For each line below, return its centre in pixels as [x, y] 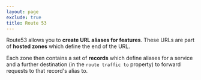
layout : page [22, 12]
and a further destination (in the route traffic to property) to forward [94, 64]
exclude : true [24, 17]
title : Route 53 [26, 23]
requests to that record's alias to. [47, 71]
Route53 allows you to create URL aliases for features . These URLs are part [100, 40]
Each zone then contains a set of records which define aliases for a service [100, 58]
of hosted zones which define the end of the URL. [68, 46]
